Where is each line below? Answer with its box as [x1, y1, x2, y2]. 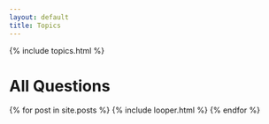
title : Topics [9, 21, 62, 30]
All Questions [9, 76, 111, 96]
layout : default [9, 12, 69, 22]
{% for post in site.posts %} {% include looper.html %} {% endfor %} [9, 105, 261, 115]
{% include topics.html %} [9, 45, 105, 55]
